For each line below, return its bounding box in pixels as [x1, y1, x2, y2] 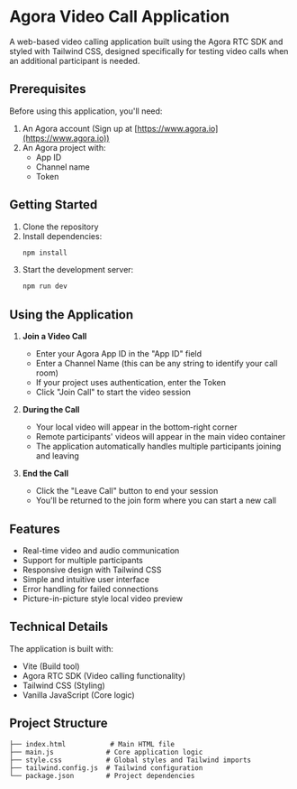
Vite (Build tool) [22, 661, 80, 672]
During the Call [22, 404, 80, 415]
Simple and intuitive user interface [22, 573, 150, 584]
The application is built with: [9, 643, 114, 654]
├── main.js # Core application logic [9, 747, 203, 757]
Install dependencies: [22, 230, 103, 241]
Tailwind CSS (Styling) [22, 680, 105, 691]
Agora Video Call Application [9, 6, 230, 27]
